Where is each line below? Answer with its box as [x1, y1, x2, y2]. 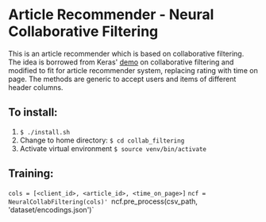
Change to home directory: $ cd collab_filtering [19, 135, 185, 145]
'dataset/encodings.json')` [8, 204, 94, 214]
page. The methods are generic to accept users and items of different [8, 74, 237, 84]
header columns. [8, 82, 64, 92]
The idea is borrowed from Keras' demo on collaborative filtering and [8, 57, 234, 67]
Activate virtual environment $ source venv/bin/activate [19, 143, 206, 153]
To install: [8, 106, 58, 119]
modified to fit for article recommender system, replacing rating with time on [8, 65, 258, 75]
